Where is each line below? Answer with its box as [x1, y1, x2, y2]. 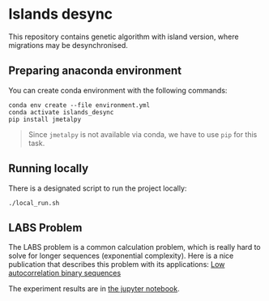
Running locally [8, 161, 89, 175]
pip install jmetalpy [8, 115, 82, 123]
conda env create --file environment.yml [8, 101, 151, 110]
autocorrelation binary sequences [8, 269, 122, 278]
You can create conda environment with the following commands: [8, 85, 228, 95]
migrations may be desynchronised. [8, 40, 128, 49]
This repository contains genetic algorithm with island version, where [8, 32, 239, 41]
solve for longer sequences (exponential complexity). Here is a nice [8, 251, 234, 260]
